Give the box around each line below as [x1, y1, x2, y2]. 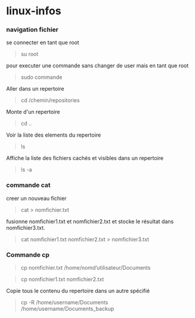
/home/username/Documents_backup [20, 305, 114, 313]
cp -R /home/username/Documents [20, 299, 109, 306]
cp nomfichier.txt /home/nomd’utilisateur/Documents [20, 264, 151, 271]
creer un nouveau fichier [6, 194, 67, 202]
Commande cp [6, 251, 49, 259]
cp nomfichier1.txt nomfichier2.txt [20, 276, 104, 283]
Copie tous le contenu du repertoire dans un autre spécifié [6, 288, 150, 295]
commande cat [6, 181, 51, 189]
